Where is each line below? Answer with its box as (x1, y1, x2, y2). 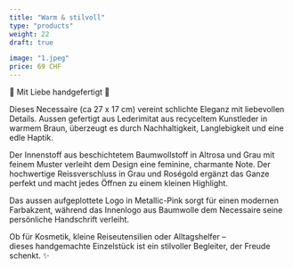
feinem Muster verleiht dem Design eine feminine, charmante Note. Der (9, 159, 272, 169)
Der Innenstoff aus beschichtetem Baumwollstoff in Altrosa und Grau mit (9, 150, 275, 160)
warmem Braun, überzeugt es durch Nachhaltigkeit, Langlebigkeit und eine (9, 123, 284, 134)
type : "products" (9, 21, 74, 30)
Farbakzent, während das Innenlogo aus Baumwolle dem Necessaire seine (9, 205, 283, 215)
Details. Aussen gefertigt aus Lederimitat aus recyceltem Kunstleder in (9, 113, 268, 124)
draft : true (9, 37, 53, 47)
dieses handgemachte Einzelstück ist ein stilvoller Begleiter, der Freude (9, 241, 271, 251)
